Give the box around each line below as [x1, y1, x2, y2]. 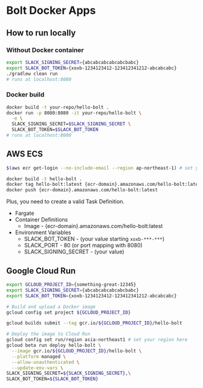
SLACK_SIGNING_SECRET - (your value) [24, 248, 124, 255]
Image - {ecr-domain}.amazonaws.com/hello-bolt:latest [24, 223, 163, 230]
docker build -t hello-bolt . [6, 176, 83, 182]
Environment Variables [14, 229, 71, 236]
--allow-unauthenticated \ [11, 359, 80, 365]
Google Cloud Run [6, 266, 76, 276]
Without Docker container [6, 46, 85, 54]
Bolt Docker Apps [6, 4, 96, 17]
